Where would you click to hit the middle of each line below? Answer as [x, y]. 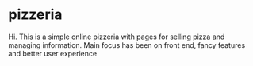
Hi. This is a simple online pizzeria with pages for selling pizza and [117, 37]
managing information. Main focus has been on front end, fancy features [127, 45]
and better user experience [53, 53]
